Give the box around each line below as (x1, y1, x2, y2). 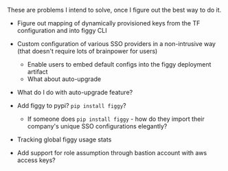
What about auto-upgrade (27, 75, 102, 83)
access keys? (16, 156, 56, 164)
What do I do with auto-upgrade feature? (16, 89, 133, 96)
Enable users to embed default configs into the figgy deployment (27, 60, 212, 68)
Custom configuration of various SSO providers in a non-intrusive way (16, 40, 216, 47)
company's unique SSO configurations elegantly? (27, 122, 168, 130)
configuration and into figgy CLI (16, 27, 108, 34)
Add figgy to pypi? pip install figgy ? (16, 102, 126, 109)
